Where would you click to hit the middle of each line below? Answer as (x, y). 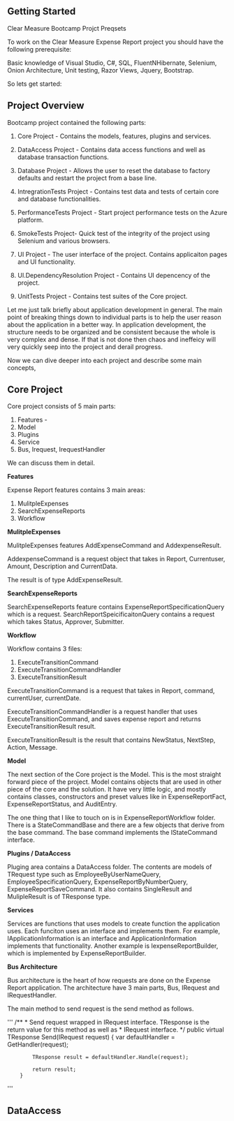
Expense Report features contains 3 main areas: (76, 490)
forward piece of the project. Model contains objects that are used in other (115, 782)
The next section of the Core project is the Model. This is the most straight (114, 775)
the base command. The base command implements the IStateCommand (112, 833)
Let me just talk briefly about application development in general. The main (115, 309)
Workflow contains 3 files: (45, 649)
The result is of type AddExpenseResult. (65, 580)
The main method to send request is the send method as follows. (101, 1009)
